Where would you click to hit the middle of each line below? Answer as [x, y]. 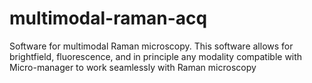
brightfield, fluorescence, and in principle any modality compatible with [156, 56]
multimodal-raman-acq [108, 18]
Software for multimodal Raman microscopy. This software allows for [151, 46]
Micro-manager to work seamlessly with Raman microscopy [133, 67]
